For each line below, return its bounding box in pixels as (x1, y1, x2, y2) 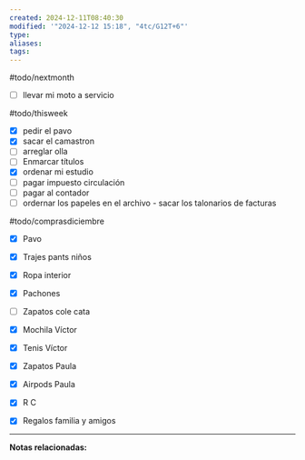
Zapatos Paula (22, 361, 77, 372)
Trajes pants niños (22, 251, 93, 262)
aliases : (9, 38, 43, 48)
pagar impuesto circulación (22, 176, 125, 187)
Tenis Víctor (22, 343, 68, 354)
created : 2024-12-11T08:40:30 (9, 13, 124, 23)
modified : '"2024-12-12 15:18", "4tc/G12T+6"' (9, 22, 189, 31)
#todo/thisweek (9, 108, 68, 119)
